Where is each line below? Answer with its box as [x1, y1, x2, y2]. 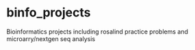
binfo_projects [6, 5, 91, 21]
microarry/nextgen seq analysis [6, 34, 96, 42]
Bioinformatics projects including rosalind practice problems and [6, 27, 189, 36]
